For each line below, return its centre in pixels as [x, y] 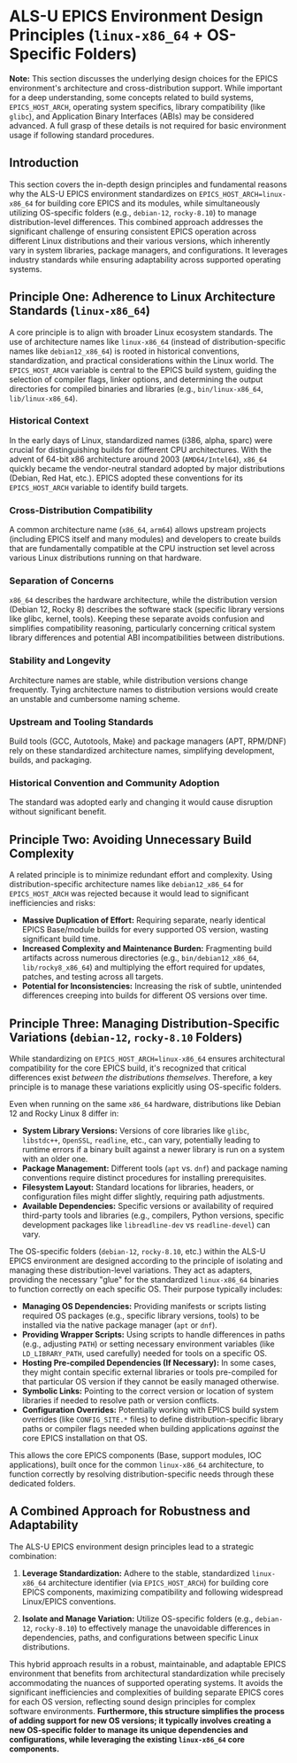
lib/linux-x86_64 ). [43, 398]
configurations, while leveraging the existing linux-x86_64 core [127, 1739]
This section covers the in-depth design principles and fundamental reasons [148, 184]
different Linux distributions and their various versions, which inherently [140, 240]
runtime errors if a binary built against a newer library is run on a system [153, 1149]
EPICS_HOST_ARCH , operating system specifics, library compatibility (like [137, 106]
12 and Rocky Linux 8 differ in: [64, 1113]
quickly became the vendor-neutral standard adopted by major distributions [147, 468]
